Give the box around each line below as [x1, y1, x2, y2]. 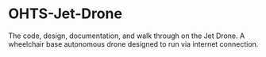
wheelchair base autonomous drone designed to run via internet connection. [8, 39, 259, 48]
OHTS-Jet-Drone [8, 5, 123, 23]
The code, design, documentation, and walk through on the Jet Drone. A [8, 31, 245, 40]
